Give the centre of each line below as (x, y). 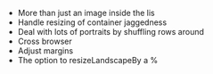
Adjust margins (45, 51)
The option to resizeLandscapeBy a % (88, 60)
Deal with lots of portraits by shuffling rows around (111, 32)
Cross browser (45, 41)
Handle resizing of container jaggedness (92, 22)
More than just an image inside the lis (86, 13)
